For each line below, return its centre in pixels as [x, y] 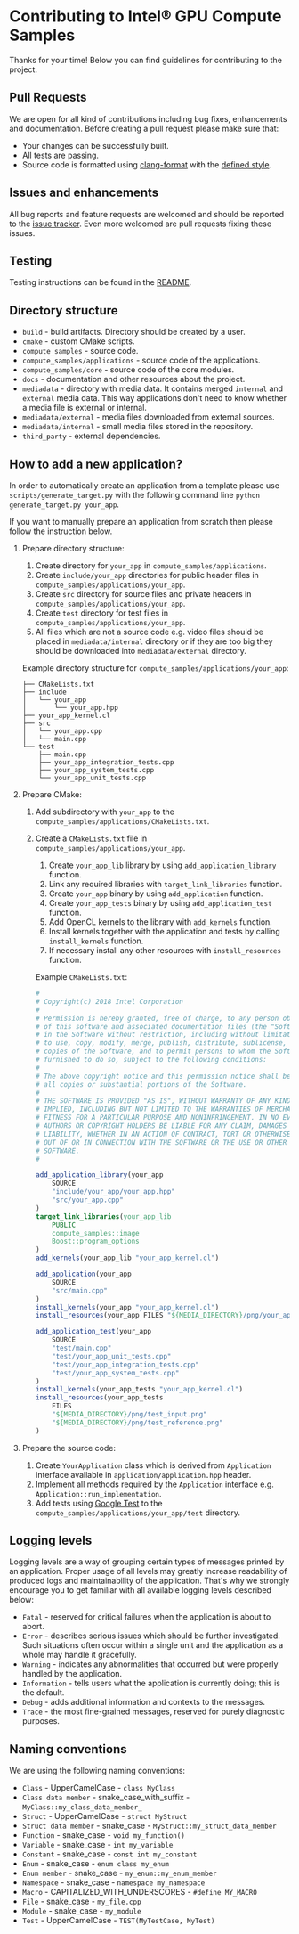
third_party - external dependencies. [91, 436]
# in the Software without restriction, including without [147, 1035]
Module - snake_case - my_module [81, 1911]
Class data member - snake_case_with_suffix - [106, 1798]
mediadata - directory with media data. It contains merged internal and [152, 388]
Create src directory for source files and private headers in [143, 594]
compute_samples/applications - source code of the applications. [141, 360]
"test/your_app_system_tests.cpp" [116, 1373]
